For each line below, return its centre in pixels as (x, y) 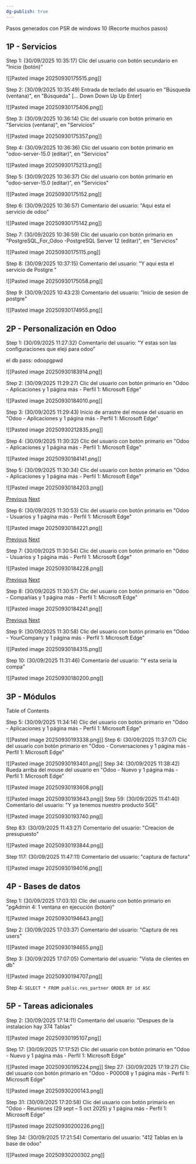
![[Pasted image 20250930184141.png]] (54, 459)
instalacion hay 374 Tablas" (39, 1026)
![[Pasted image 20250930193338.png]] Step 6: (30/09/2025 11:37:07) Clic (97, 740)
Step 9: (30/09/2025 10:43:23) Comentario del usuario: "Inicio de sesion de (97, 293)
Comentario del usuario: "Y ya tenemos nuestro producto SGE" (82, 805)
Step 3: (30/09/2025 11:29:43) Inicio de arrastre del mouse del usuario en (94, 412)
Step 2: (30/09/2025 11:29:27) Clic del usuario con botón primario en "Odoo (97, 383)
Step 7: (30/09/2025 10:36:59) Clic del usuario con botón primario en (90, 235)
